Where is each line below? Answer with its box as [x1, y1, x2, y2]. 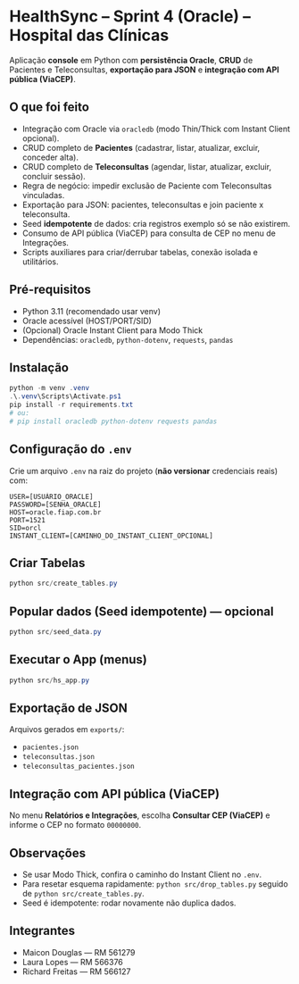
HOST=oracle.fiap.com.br [9, 507, 102, 517]
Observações [9, 846, 87, 861]
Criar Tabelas [9, 555, 86, 571]
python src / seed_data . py [9, 628, 102, 637]
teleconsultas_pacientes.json [21, 762, 136, 771]
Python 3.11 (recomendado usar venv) [21, 305, 162, 316]
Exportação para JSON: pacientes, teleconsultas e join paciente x [21, 199, 264, 210]
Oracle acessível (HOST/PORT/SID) [21, 315, 152, 326]
